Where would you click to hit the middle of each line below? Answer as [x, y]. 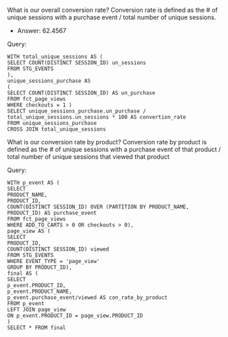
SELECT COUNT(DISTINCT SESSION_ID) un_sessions [77, 63]
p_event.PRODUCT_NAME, [40, 291]
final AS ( [23, 273]
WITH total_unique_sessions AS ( [55, 57]
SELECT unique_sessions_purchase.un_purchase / [77, 111]
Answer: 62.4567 [42, 31]
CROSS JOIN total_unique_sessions [57, 129]
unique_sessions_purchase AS [49, 81]
